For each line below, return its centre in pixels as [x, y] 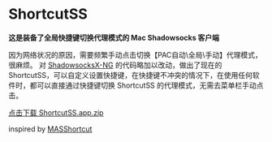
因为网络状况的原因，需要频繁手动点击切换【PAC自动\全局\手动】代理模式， [135, 54]
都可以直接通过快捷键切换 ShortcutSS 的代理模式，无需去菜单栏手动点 [147, 85]
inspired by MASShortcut [50, 129]
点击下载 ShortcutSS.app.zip [56, 112]
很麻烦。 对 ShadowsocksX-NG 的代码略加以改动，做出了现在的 [115, 65]
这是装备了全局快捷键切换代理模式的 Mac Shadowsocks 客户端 [114, 37]
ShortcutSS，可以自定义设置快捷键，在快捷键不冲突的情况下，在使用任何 [131, 75]
